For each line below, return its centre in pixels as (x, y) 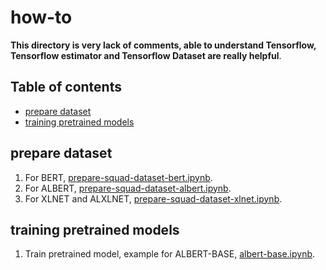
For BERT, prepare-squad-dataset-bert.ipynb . (118, 177)
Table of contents (66, 87)
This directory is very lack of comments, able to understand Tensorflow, (163, 45)
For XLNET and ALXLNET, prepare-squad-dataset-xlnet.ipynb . (153, 198)
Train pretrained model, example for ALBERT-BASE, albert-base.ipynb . (170, 254)
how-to (41, 17)
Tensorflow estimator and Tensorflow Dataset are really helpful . (146, 55)
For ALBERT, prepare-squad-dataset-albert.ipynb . (128, 188)
